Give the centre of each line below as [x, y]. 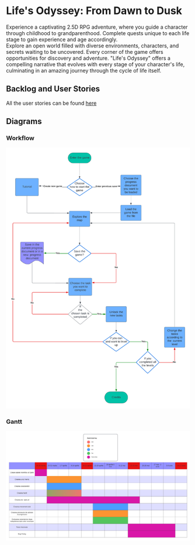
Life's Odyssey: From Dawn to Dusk [94, 11]
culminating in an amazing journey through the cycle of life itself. [84, 70]
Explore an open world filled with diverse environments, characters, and [93, 46]
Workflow [20, 138]
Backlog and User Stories [53, 89]
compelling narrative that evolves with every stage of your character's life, [95, 64]
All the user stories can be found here [51, 103]
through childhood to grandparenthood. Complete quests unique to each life [98, 33]
